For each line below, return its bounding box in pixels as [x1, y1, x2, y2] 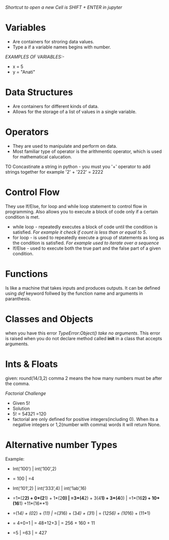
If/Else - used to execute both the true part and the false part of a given [12, 245, 161, 251]
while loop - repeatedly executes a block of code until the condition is [12, 224, 158, 230]
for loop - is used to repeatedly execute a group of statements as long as [12, 234, 164, 240]
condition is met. [5, 214, 40, 220]
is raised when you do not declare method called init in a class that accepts [5, 335, 162, 341]
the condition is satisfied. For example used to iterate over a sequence [12, 240, 159, 246]
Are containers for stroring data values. [12, 38, 94, 44]
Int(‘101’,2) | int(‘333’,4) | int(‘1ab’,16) [12, 485, 87, 491]
